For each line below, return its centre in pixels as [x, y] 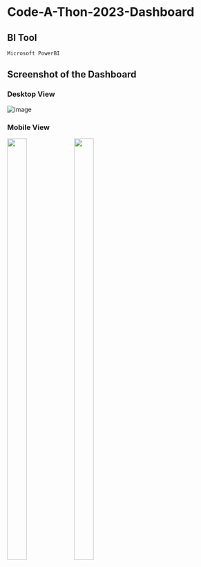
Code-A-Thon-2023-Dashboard [101, 12]
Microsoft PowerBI [33, 53]
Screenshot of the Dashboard [72, 74]
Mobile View [29, 127]
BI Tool [22, 38]
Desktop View [31, 94]
